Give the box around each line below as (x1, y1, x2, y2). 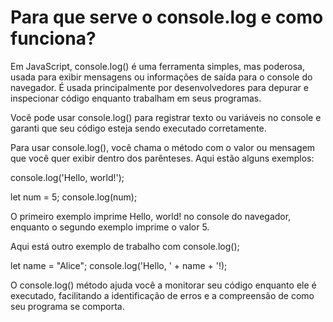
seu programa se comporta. (10, 300, 125, 312)
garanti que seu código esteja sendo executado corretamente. (10, 122, 267, 134)
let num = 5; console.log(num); (10, 191, 138, 203)
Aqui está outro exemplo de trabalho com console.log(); (10, 240, 240, 252)
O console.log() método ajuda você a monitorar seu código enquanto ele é (10, 279, 317, 291)
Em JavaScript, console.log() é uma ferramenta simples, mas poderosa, (10, 60, 305, 72)
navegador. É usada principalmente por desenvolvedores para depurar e (10, 81, 309, 93)
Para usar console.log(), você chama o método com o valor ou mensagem (10, 141, 316, 153)
